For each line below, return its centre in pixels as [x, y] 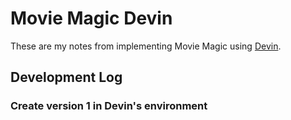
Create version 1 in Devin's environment [109, 106]
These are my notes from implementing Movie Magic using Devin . [146, 46]
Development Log [66, 77]
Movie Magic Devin [91, 18]
